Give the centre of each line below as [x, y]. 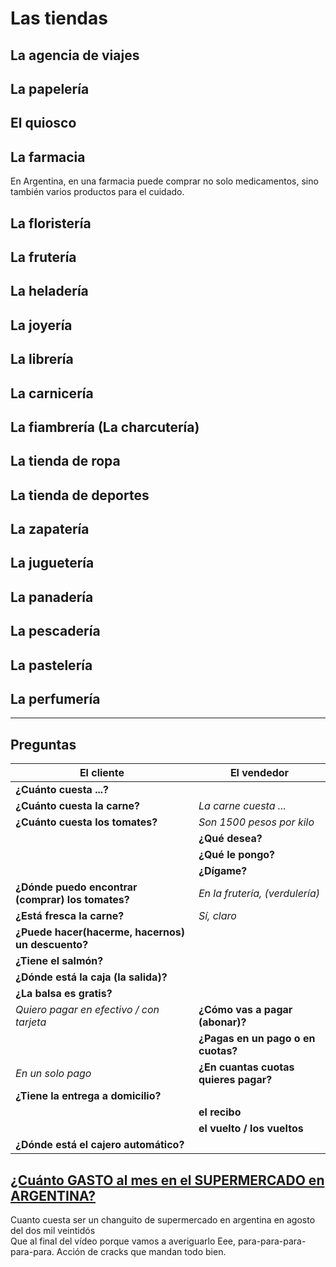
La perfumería [55, 699]
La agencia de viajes [75, 55]
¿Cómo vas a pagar [245, 1010]
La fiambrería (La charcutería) [105, 427]
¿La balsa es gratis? [64, 994]
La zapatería [50, 529]
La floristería [51, 223]
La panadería [52, 597]
